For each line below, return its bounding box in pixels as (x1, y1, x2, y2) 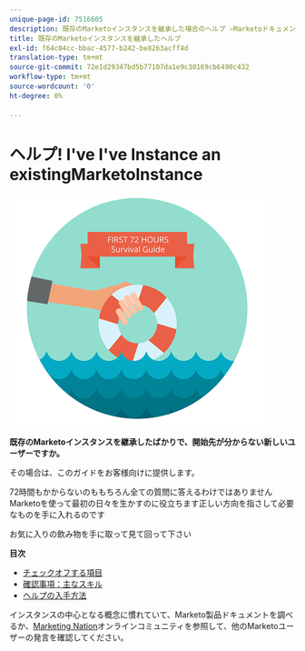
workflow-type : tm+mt (9, 73, 92, 82)
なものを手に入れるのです (9, 509, 105, 520)
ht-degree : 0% (9, 91, 64, 100)
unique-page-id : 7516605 (9, 15, 103, 24)
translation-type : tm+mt (9, 53, 103, 63)
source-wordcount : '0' (9, 82, 95, 91)
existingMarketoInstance (9, 164, 203, 185)
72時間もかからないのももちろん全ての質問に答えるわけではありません (9, 486, 273, 497)
